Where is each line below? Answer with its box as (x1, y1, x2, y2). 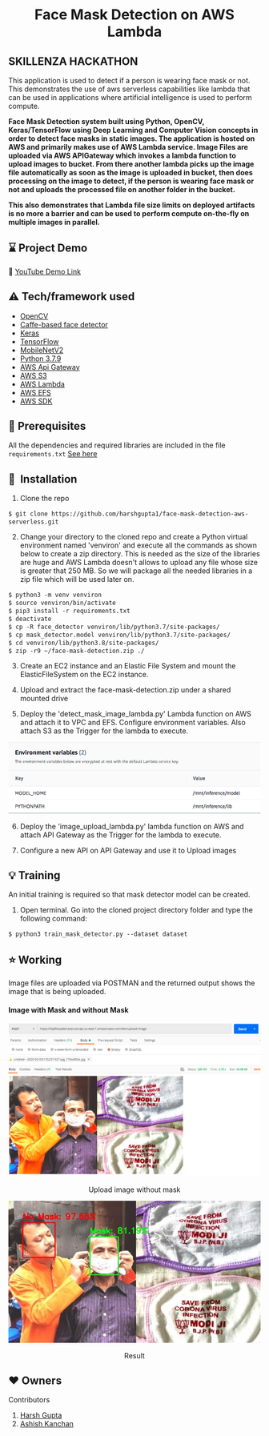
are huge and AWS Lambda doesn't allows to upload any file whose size (19, 558, 259, 568)
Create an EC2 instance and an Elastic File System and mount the (19, 661, 236, 671)
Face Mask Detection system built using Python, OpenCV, (8, 117, 205, 126)
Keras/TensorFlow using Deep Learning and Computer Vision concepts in (8, 126, 259, 134)
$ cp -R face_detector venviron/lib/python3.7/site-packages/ (8, 623, 220, 632)
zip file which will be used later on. (19, 575, 134, 584)
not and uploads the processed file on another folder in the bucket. (8, 185, 236, 194)
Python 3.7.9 (19, 354, 62, 363)
